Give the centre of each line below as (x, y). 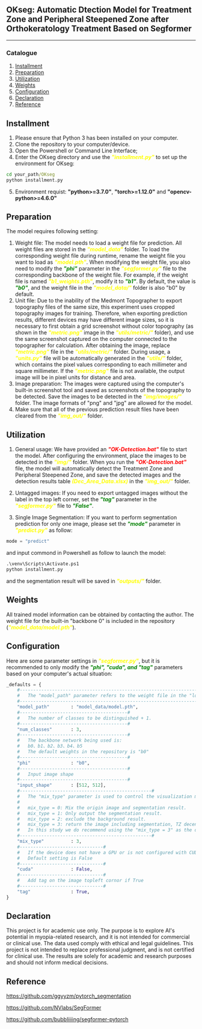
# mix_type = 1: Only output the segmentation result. (90, 813)
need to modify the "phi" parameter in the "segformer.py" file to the (100, 269)
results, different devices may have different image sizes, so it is (94, 320)
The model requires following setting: (52, 231)
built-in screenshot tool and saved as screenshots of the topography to (103, 390)
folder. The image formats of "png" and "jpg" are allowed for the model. (104, 403)
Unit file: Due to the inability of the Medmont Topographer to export (98, 301)
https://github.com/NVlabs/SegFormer (54, 1008)
